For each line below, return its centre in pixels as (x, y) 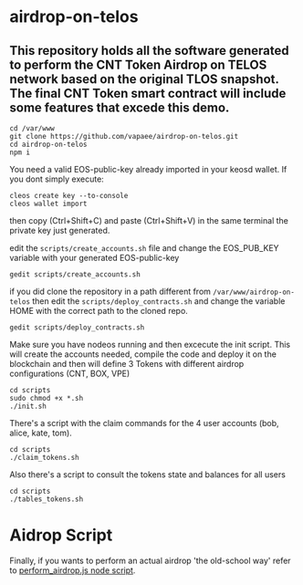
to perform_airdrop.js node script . (73, 570)
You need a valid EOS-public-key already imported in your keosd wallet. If (148, 169)
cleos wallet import (49, 204)
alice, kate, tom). (41, 433)
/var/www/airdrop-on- (254, 292)
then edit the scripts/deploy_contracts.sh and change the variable (158, 301)
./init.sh (28, 406)
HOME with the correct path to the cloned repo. (99, 311)
